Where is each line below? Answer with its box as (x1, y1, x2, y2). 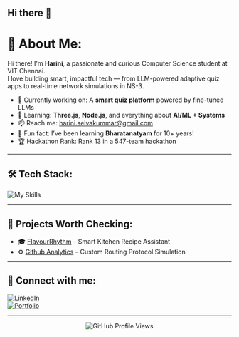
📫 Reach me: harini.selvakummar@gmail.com (17, 119, 154, 128)
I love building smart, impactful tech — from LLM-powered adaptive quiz (7, 74, 220, 83)
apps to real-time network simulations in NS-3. (7, 82, 144, 90)
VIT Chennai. (7, 67, 46, 76)
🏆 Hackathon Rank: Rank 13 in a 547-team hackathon (17, 137, 176, 146)
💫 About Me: (7, 36, 83, 52)
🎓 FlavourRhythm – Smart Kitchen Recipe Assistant (17, 237, 171, 246)
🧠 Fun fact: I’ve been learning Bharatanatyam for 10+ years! (17, 129, 194, 138)
